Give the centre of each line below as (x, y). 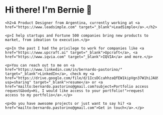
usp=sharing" (18, 82)
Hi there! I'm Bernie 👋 (49, 10)
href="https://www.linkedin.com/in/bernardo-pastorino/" (64, 69)
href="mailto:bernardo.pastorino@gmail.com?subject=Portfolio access (77, 86)
